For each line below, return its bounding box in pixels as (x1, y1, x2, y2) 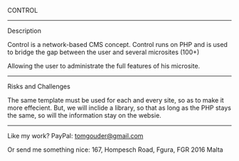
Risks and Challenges (7, 82, 71, 90)
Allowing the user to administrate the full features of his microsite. (7, 62, 201, 70)
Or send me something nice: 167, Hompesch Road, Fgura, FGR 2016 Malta (7, 145, 223, 154)
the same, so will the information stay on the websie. (7, 111, 161, 120)
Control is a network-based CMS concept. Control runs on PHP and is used (7, 41, 228, 48)
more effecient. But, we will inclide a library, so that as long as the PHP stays (7, 103, 231, 112)
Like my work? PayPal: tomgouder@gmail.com (7, 132, 144, 140)
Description (7, 26, 41, 35)
